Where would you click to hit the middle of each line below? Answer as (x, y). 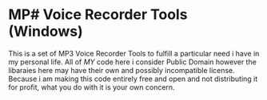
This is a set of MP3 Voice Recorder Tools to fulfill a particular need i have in (134, 53)
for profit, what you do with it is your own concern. (92, 87)
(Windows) (46, 31)
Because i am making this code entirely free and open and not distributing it (133, 79)
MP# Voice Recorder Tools (98, 15)
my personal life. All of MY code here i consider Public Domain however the (133, 62)
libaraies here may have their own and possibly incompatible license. (122, 70)
